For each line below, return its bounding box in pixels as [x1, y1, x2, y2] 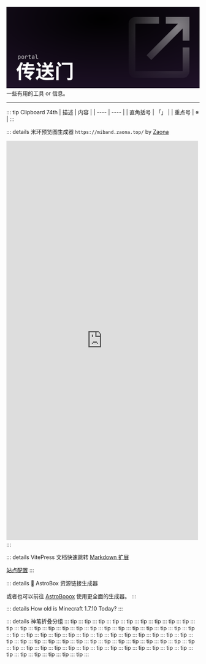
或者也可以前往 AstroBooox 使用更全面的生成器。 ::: [6, 592, 137, 600]
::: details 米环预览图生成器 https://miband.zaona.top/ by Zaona [6, 128, 169, 135]
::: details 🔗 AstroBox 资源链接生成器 [6, 579, 98, 587]
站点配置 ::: [6, 566, 35, 574]
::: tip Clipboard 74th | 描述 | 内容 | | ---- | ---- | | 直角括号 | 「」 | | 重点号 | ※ [6, 108, 199, 115]
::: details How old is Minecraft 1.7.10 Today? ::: [6, 604, 123, 612]
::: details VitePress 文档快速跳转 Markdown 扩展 [6, 553, 129, 561]
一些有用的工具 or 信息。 [6, 90, 69, 97]
